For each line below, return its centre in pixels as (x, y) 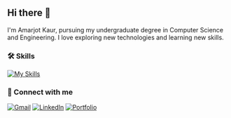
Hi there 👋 (29, 13)
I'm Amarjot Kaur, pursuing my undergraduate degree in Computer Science (115, 29)
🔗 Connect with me (40, 92)
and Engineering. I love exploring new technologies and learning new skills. (115, 37)
